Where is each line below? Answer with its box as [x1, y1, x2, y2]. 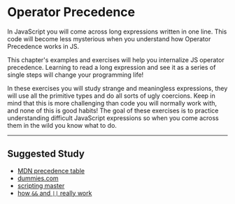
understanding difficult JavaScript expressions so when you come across [7, 113, 219, 122]
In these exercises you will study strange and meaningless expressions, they [7, 84, 228, 92]
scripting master [17, 181, 65, 189]
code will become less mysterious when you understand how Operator [7, 34, 211, 43]
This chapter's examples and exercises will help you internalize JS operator [7, 55, 225, 64]
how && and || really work [17, 189, 92, 197]
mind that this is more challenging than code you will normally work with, [7, 99, 218, 107]
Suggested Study [7, 148, 85, 160]
